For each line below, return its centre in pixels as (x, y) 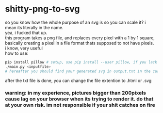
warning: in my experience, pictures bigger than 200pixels (76, 93)
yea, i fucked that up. (26, 32)
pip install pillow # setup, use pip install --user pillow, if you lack (81, 62)
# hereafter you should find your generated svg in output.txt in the (78, 71)
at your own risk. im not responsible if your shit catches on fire (80, 105)
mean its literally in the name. (34, 27)
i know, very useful (24, 48)
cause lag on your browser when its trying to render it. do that (79, 99)
